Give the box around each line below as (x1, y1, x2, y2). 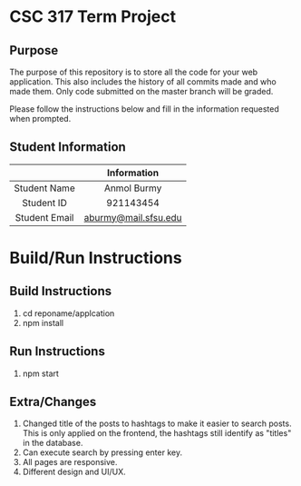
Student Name (14, 182, 75, 194)
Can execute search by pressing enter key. (22, 447, 183, 458)
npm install (22, 317, 64, 328)
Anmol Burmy (103, 182, 162, 194)
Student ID (22, 196, 68, 209)
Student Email (15, 211, 74, 223)
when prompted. (9, 114, 72, 124)
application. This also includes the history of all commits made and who (9, 76, 277, 87)
